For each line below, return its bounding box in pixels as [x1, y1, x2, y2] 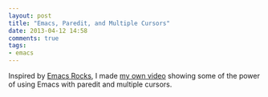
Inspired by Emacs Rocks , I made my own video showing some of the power [8, 71, 261, 80]
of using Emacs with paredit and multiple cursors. [8, 79, 173, 89]
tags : [8, 42, 26, 50]
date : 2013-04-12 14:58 [8, 26, 88, 34]
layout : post [8, 11, 52, 20]
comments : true [8, 34, 59, 42]
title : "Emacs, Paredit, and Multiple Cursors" [8, 19, 171, 27]
